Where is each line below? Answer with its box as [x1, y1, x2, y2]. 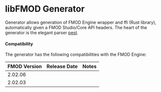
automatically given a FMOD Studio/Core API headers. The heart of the [5, 24, 147, 30]
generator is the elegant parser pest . [5, 30, 79, 35]
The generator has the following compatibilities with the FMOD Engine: [5, 52, 147, 58]
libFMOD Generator [5, 3, 85, 15]
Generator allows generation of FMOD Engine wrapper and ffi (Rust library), [5, 19, 157, 25]
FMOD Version [7, 63, 42, 70]
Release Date [46, 63, 78, 70]
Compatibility [5, 41, 33, 46]
